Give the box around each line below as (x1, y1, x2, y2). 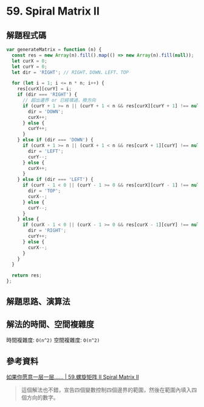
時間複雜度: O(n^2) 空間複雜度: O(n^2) (6, 336, 100, 344)
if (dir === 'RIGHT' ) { (17, 91, 78, 98)
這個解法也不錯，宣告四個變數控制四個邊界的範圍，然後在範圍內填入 (21, 386, 192, 394)
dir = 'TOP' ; (28, 188, 61, 194)
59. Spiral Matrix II (6, 4, 100, 18)
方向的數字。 (26, 394, 59, 402)
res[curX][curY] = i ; (17, 86, 72, 92)
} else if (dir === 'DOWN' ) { (17, 137, 94, 143)
